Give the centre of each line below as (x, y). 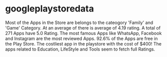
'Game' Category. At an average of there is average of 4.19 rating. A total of (83, 27)
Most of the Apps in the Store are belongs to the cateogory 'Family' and (79, 22)
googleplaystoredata (50, 9)
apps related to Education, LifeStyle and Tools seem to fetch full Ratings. (80, 49)
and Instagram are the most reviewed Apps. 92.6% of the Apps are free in (81, 38)
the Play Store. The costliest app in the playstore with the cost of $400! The (83, 43)
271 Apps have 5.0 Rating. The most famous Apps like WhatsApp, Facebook (83, 33)
